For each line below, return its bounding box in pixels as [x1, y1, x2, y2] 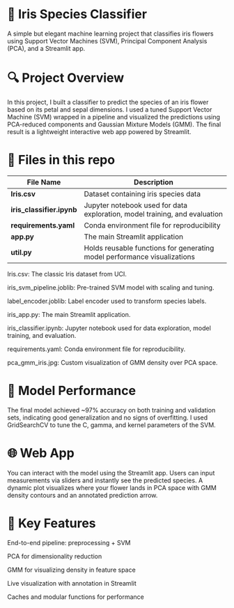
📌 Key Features [7, 515, 96, 531]
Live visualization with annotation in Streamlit [7, 579, 137, 587]
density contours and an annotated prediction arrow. [7, 491, 158, 499]
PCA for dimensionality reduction [7, 551, 102, 561]
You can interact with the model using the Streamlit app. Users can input [7, 468, 215, 477]
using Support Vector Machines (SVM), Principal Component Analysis [7, 36, 208, 45]
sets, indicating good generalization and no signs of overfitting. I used [7, 413, 208, 422]
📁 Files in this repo [7, 152, 116, 168]
